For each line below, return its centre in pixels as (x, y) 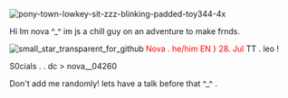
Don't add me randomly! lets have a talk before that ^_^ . (113, 84)
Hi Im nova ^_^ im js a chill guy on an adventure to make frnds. (125, 31)
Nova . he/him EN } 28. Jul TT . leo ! (212, 49)
